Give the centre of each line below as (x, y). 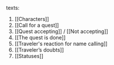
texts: (13, 8)
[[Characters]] (32, 19)
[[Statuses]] (29, 56)
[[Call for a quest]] (37, 25)
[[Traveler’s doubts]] (39, 50)
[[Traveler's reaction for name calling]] (61, 44)
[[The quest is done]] (40, 37)
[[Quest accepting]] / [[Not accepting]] (61, 31)
